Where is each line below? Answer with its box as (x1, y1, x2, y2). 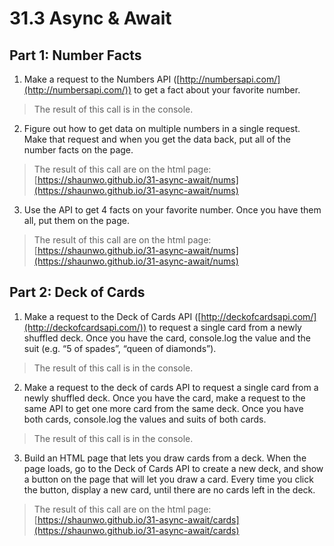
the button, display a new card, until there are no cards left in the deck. (23, 483, 316, 496)
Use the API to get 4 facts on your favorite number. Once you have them (23, 204, 322, 216)
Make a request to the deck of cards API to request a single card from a (23, 381, 319, 393)
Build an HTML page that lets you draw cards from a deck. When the (23, 452, 307, 464)
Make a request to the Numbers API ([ (23, 73, 181, 85)
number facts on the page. (23, 144, 134, 156)
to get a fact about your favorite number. (133, 84, 301, 96)
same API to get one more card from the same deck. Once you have (23, 402, 304, 414)
